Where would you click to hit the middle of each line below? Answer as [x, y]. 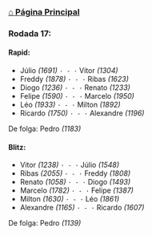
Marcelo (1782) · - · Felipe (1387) [77, 190]
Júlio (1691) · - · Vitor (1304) [69, 71]
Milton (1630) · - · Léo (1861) [70, 199]
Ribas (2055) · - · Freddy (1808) [75, 173]
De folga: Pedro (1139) [45, 223]
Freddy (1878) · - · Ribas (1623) [74, 79]
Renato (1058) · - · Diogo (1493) [75, 182]
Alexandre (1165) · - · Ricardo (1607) [82, 208]
